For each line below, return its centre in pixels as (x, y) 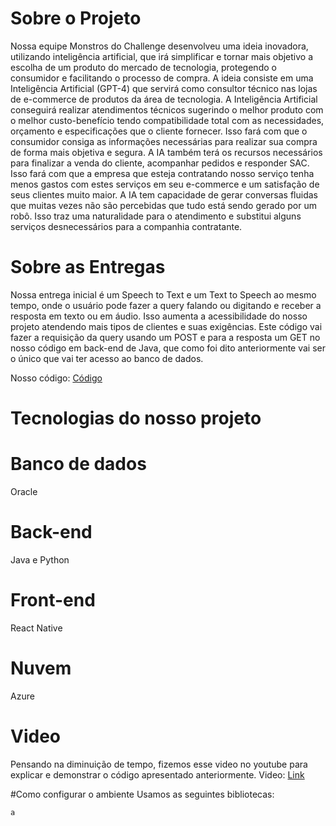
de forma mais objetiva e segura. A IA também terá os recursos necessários (166, 152)
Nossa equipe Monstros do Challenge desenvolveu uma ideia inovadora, (159, 46)
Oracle (24, 491)
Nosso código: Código (56, 378)
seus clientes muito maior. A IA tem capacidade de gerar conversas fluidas (164, 194)
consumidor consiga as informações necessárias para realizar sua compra (164, 141)
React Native (36, 628)
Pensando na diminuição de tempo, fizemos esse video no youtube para (159, 764)
